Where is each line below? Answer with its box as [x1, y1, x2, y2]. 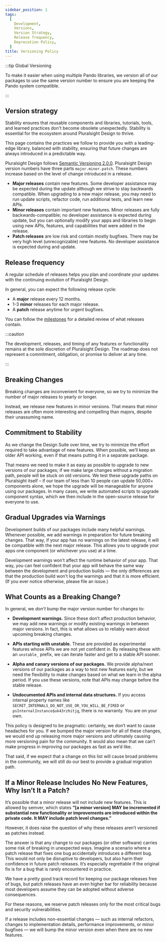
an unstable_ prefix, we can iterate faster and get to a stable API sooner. [12, 652, 160, 658]
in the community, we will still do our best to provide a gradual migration [5, 759, 152, 765]
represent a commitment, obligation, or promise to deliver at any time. [5, 351, 148, 357]
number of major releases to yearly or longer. [5, 394, 98, 400]
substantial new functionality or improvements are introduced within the [5, 810, 158, 816]
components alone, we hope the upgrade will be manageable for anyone [5, 483, 154, 489]
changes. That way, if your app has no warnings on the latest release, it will [5, 537, 159, 543]
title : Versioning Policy [5, 49, 58, 54]
